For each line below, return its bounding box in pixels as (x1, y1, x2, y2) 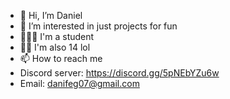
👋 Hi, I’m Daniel (19, 10, 83, 21)
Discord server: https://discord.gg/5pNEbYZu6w (19, 67, 220, 79)
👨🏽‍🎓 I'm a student (19, 31, 95, 42)
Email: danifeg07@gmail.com (19, 78, 140, 89)
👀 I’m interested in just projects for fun (19, 20, 178, 32)
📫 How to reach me (19, 53, 103, 64)
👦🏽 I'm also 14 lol (19, 41, 91, 53)
